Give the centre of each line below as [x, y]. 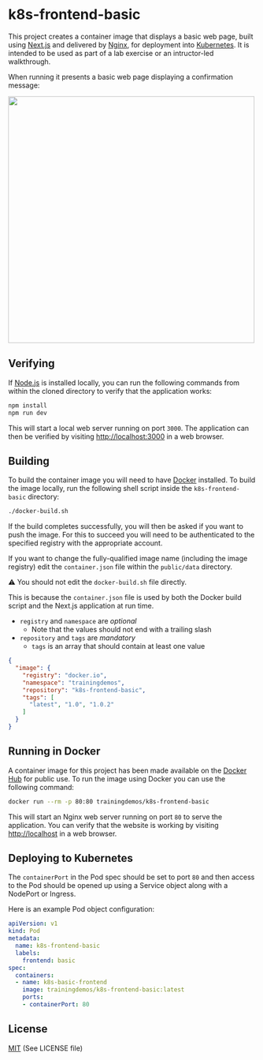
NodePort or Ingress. [42, 894]
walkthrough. [30, 62]
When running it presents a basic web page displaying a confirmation [121, 77]
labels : [28, 953]
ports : [33, 997]
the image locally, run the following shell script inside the [100, 489]
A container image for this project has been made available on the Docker [128, 770]
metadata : [24, 938]
